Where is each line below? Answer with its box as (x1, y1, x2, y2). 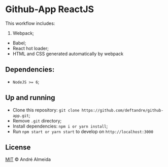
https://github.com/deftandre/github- (81, 108, 164, 113)
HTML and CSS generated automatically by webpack (12, 51, 123, 57)
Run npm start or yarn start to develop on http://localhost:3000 (12, 128, 154, 135)
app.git (12, 113, 29, 118)
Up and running (5, 94, 55, 102)
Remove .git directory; (12, 117, 62, 123)
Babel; (12, 39, 26, 46)
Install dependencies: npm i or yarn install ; (12, 123, 108, 129)
